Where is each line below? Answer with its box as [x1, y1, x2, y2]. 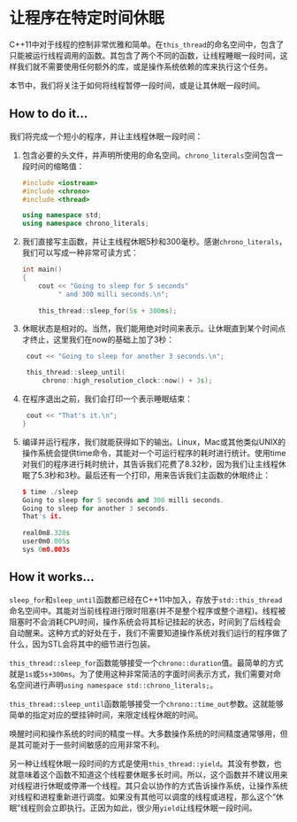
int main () [21, 265, 63, 275]
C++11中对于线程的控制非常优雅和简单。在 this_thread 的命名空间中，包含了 [9, 39, 285, 50]
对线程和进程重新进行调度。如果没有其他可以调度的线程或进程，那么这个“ [9, 791, 277, 802]
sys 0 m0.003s [21, 545, 71, 554]
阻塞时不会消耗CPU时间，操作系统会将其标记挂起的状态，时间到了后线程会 [9, 616, 281, 627]
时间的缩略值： [29, 160, 85, 171]
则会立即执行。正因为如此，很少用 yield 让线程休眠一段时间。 [35, 803, 257, 813]
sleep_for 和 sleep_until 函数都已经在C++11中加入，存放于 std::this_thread [9, 594, 283, 605]
